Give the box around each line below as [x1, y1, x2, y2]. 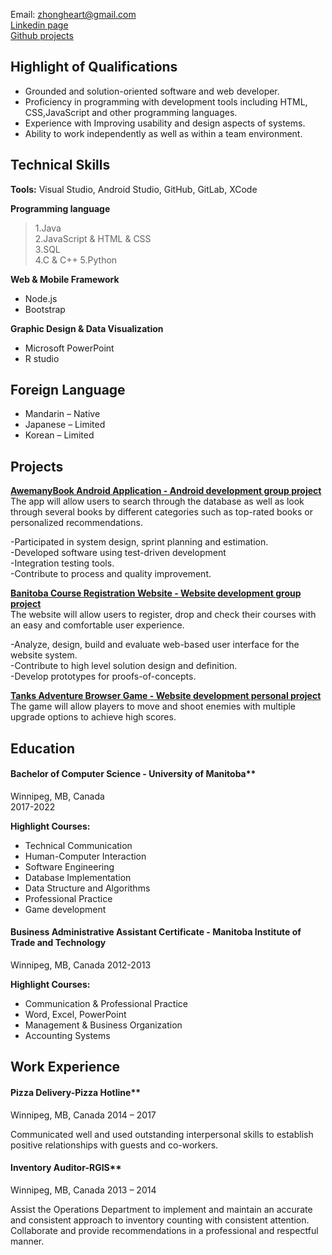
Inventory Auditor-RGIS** [10, 1162, 122, 1174]
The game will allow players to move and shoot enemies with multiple [10, 700, 297, 713]
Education [10, 740, 76, 757]
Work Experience [10, 1059, 121, 1076]
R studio [24, 352, 60, 364]
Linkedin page [10, 19, 69, 31]
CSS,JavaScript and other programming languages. [24, 106, 238, 118]
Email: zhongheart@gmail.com [10, 9, 137, 20]
